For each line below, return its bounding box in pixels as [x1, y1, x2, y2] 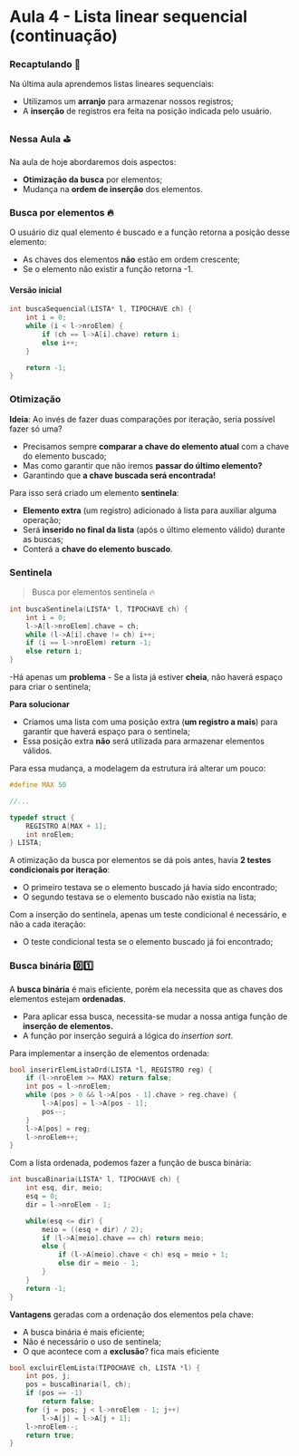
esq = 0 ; [25, 1192, 59, 1201]
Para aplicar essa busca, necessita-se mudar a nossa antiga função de [22, 1011, 288, 1022]
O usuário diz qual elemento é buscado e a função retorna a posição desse [9, 227, 290, 238]
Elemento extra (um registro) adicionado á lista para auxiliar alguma [22, 505, 277, 516]
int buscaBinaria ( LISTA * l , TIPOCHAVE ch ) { [9, 1175, 180, 1184]
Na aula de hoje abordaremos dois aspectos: [9, 156, 177, 167]
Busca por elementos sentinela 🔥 [31, 587, 156, 597]
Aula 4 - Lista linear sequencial [9, 6, 247, 27]
